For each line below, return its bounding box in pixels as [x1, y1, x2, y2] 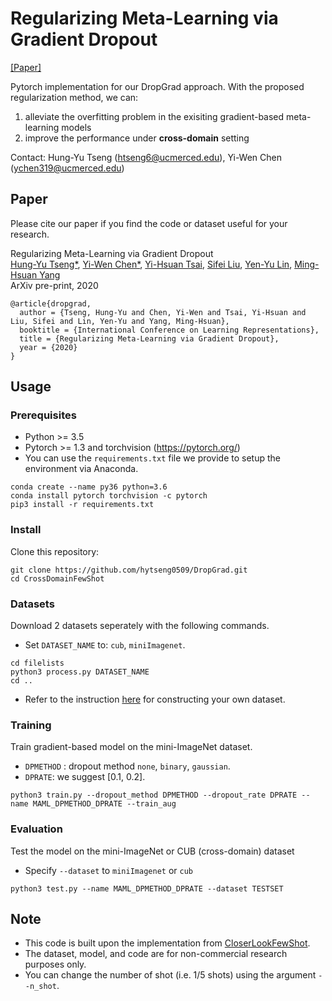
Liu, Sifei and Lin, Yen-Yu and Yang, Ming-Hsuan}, [10, 316, 230, 326]
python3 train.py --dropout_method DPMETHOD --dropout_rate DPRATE [10, 790, 298, 801]
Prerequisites [10, 408, 77, 422]
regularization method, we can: [10, 91, 139, 103]
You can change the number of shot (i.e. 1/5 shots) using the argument [24, 969, 317, 981]
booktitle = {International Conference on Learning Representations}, [19, 325, 320, 335]
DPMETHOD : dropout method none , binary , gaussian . [24, 760, 231, 772]
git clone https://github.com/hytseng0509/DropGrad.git [10, 565, 248, 575]
